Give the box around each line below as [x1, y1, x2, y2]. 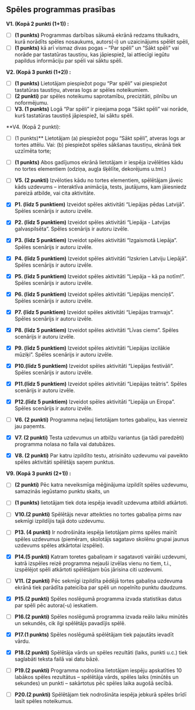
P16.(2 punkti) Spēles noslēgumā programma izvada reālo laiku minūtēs [14, 613, 189, 620]
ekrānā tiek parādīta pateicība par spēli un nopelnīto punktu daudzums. [14, 584, 187, 591]
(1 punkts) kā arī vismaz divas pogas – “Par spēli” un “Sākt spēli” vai [14, 44, 179, 51]
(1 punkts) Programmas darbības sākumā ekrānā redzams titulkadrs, [14, 32, 180, 39]
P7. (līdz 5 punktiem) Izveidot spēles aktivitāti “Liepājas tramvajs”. [14, 308, 174, 315]
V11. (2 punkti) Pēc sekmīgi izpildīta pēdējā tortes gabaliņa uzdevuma [14, 577, 183, 584]
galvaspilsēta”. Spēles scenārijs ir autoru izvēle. [14, 225, 129, 233]
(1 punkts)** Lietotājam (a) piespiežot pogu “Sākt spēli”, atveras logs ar [14, 135, 186, 142]
